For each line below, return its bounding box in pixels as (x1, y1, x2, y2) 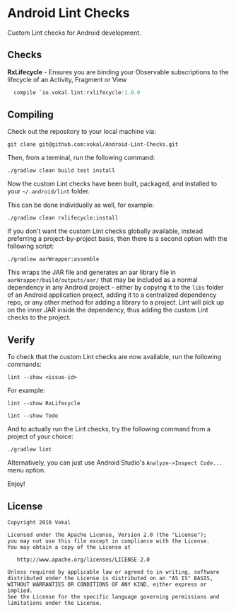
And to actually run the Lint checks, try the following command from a (7, 425, 211, 433)
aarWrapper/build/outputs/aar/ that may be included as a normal (7, 276, 198, 284)
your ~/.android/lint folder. (7, 187, 90, 195)
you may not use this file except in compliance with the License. (7, 538, 211, 545)
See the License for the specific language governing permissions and (7, 594, 220, 601)
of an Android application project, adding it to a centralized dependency (7, 290, 217, 299)
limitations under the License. (7, 600, 102, 607)
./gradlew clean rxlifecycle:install (7, 215, 119, 222)
